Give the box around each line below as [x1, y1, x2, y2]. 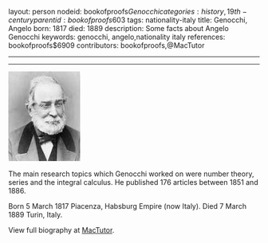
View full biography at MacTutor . [8, 225, 115, 234]
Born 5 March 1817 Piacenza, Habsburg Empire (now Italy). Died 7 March [8, 202, 247, 210]
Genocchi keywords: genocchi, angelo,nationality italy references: [8, 32, 226, 41]
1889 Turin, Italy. [8, 210, 63, 219]
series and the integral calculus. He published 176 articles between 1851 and [8, 178, 258, 186]
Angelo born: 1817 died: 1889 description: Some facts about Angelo [8, 24, 229, 33]
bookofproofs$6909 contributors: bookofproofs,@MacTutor [8, 41, 205, 50]
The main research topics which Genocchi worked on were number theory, [8, 169, 254, 178]
